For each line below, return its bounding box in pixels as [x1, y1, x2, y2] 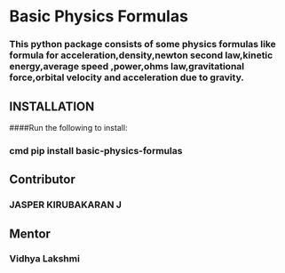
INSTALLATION [9, 99, 95, 114]
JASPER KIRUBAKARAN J [9, 198, 123, 211]
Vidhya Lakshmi [9, 253, 80, 265]
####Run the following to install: [9, 122, 128, 132]
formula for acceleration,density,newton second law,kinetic [9, 49, 273, 61]
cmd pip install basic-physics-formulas [9, 144, 183, 157]
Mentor [9, 226, 51, 241]
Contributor [9, 172, 75, 188]
